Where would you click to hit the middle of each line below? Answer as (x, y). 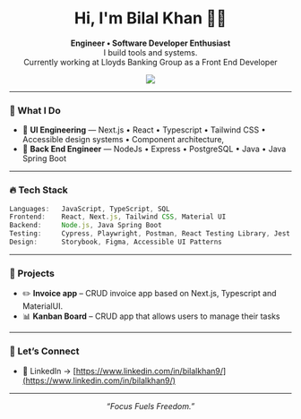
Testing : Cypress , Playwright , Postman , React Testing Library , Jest (150, 234)
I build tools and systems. (150, 52)
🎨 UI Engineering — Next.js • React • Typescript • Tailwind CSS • (144, 130)
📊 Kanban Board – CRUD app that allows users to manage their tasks (151, 316)
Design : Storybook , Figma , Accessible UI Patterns (116, 242)
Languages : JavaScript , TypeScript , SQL (90, 209)
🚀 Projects (32, 273)
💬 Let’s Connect (44, 351)
